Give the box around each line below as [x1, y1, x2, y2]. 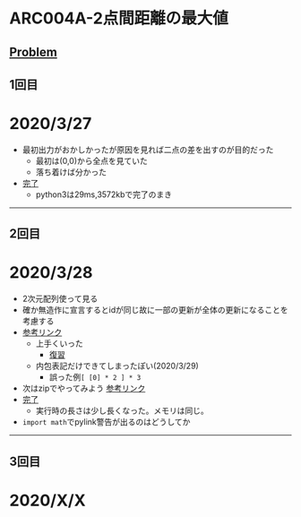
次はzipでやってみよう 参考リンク [21, 383, 146, 394]
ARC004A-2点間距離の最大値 [9, 8, 228, 29]
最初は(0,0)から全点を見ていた [35, 155, 148, 166]
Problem [9, 44, 58, 59]
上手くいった [35, 338, 83, 349]
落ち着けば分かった [35, 167, 107, 177]
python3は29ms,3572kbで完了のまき [35, 189, 173, 200]
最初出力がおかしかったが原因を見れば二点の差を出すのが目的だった [21, 144, 274, 155]
